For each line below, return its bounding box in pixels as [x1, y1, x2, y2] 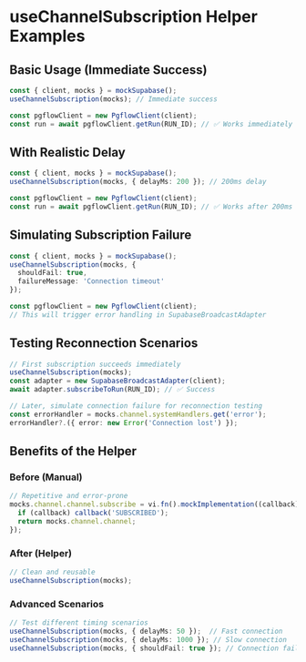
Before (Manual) [9, 471, 84, 484]
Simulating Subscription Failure [9, 228, 192, 243]
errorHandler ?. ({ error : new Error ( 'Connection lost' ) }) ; [9, 418, 239, 427]
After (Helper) [9, 546, 73, 559]
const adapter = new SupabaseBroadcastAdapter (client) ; [9, 376, 226, 386]
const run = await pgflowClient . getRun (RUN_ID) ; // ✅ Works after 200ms [9, 202, 293, 211]
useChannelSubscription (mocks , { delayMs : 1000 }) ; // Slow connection [9, 635, 287, 644]
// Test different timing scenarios [9, 618, 148, 627]
